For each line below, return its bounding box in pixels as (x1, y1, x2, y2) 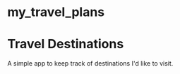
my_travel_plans (7, 4, 105, 20)
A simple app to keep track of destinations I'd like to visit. (7, 59, 174, 68)
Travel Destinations (7, 36, 124, 52)
